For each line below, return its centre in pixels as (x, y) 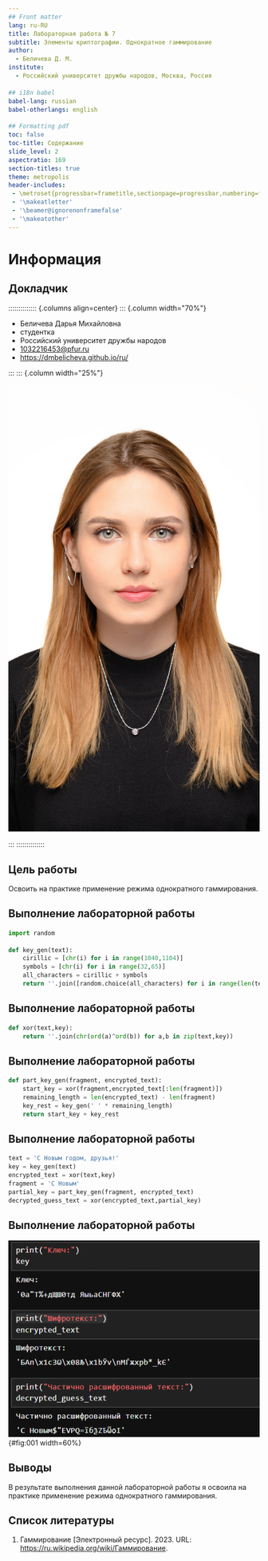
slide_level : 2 (33, 152)
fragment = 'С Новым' (44, 1184)
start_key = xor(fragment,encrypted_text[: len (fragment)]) (123, 1089)
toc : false (26, 135)
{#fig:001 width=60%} (45, 1442)
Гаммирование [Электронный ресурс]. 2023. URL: (106, 1539)
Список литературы (61, 1520)
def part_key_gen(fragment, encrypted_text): (85, 1081)
